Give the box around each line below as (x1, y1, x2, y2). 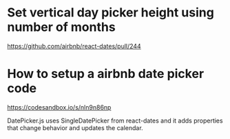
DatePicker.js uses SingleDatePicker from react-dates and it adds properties (7, 116, 223, 125)
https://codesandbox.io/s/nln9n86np (7, 103, 112, 111)
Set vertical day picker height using (7, 5, 215, 21)
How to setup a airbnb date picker (7, 66, 205, 81)
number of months (7, 19, 116, 35)
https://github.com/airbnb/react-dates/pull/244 (7, 42, 141, 50)
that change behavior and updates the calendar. (7, 123, 143, 131)
